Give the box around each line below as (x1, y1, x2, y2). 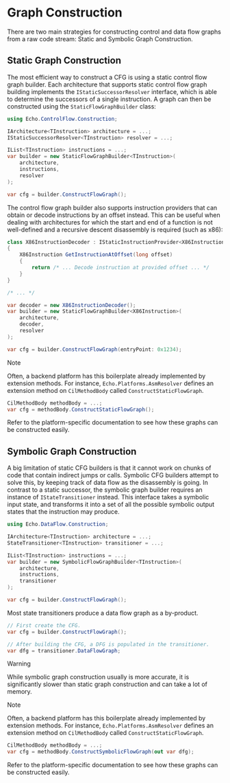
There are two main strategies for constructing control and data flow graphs (7, 27, 221, 36)
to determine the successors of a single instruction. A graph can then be (7, 95, 212, 103)
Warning (7, 659, 31, 668)
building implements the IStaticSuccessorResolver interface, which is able (7, 87, 218, 95)
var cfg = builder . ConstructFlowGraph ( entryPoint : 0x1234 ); (7, 345, 183, 353)
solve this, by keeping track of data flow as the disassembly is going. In (7, 479, 209, 487)
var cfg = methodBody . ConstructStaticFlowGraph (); (7, 406, 155, 413)
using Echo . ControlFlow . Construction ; (7, 115, 118, 122)
